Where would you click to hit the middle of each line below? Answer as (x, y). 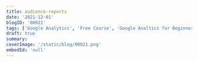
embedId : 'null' (26, 50)
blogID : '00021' (26, 22)
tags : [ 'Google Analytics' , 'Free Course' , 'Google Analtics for (88, 28)
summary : (17, 39)
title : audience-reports (37, 12)
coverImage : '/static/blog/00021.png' (54, 45)
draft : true (21, 34)
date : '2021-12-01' (30, 17)
